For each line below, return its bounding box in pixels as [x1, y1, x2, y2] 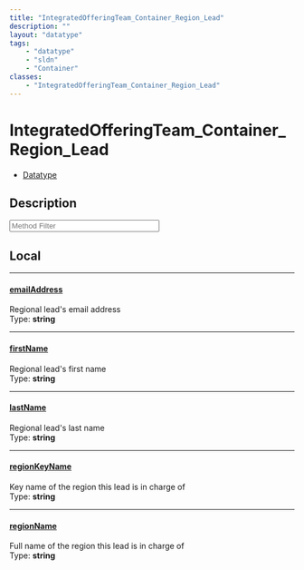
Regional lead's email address [9, 304, 121, 315]
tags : [9, 38, 30, 48]
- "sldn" [25, 55, 59, 64]
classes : [9, 73, 43, 82]
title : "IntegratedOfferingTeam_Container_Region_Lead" [9, 13, 224, 23]
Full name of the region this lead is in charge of [9, 541, 185, 552]
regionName [9, 520, 57, 531]
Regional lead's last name [9, 422, 106, 433]
